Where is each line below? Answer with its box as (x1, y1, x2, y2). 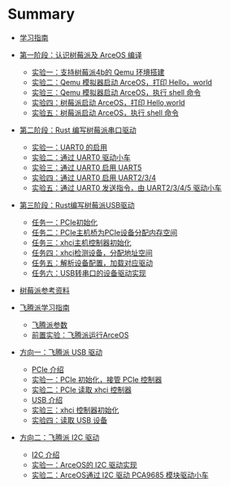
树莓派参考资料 (19, 285, 70, 295)
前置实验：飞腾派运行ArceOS (31, 330, 129, 339)
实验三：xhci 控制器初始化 (31, 405, 119, 415)
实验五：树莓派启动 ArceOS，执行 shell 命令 (31, 107, 180, 118)
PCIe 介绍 (31, 364, 64, 374)
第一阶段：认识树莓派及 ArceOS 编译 (19, 50, 143, 59)
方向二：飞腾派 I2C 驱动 (19, 432, 100, 442)
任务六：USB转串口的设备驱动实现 (31, 268, 147, 278)
